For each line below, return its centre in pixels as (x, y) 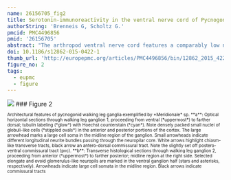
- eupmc (24, 77)
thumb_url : (23, 58)
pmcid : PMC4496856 (33, 33)
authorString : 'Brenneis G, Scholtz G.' (66, 26)
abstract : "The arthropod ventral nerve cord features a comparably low (113, 45)
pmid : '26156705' (32, 39)
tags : (15, 71)
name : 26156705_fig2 (37, 13)
